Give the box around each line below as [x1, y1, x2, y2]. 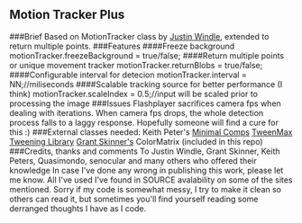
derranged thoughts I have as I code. [9, 202, 147, 214]
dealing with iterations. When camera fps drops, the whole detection [9, 107, 264, 118]
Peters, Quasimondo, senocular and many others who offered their [9, 155, 257, 165]
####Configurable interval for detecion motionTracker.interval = [9, 69, 248, 80]
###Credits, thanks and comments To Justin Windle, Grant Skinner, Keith [9, 146, 280, 156]
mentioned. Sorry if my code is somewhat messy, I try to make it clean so [9, 183, 282, 194]
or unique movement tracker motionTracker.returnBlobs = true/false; [9, 59, 263, 70]
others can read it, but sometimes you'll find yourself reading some [9, 193, 259, 204]
